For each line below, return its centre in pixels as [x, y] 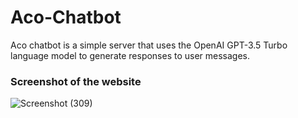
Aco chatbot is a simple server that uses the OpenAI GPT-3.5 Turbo [149, 45]
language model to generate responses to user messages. [130, 55]
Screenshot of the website [76, 81]
